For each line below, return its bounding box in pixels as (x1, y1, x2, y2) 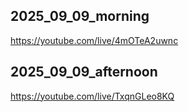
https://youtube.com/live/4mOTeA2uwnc (10, 34, 179, 46)
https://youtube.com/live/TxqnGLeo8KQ (10, 90, 175, 102)
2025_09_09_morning (10, 8, 150, 25)
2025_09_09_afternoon (10, 64, 158, 81)
